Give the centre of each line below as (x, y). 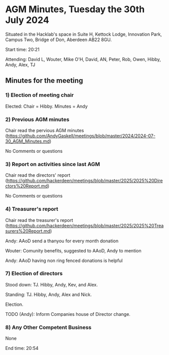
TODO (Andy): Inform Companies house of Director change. (68, 314)
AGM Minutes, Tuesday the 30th (75, 9)
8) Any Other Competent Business (48, 327)
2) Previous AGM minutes (37, 119)
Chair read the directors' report (38, 175)
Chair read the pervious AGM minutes (45, 130)
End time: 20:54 (22, 348)
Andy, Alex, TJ (20, 64)
